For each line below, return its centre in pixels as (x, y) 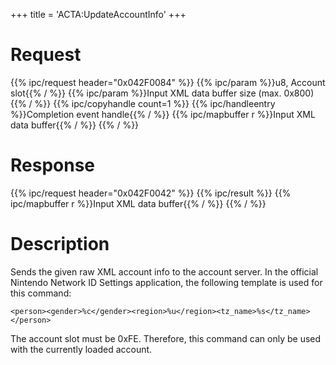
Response (53, 165)
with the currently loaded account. (81, 349)
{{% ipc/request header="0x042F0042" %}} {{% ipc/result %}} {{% (151, 193)
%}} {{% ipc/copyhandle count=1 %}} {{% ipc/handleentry (155, 103)
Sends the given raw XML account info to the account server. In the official (164, 271)
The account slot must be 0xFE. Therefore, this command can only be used (166, 338)
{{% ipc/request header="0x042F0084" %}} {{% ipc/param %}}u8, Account (168, 82)
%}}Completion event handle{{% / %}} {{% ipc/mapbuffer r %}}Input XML (163, 114)
